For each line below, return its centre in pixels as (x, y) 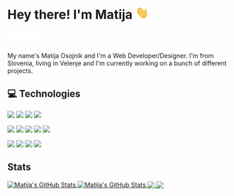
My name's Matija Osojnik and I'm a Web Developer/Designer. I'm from (111, 56)
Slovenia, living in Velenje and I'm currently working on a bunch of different (117, 63)
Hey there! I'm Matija (70, 15)
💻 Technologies (44, 94)
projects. (20, 71)
